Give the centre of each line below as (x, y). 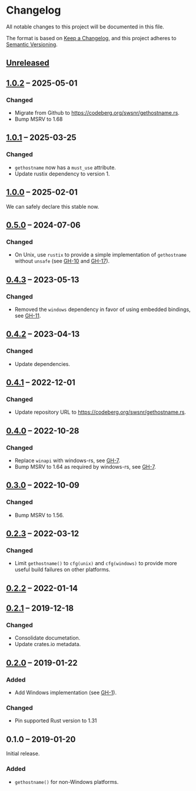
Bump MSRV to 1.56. (39, 515)
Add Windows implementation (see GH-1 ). (65, 693)
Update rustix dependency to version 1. (62, 174)
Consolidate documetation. (47, 638)
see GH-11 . (28, 315)
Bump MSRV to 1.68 (39, 119)
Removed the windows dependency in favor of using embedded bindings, (102, 309)
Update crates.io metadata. (48, 644)
